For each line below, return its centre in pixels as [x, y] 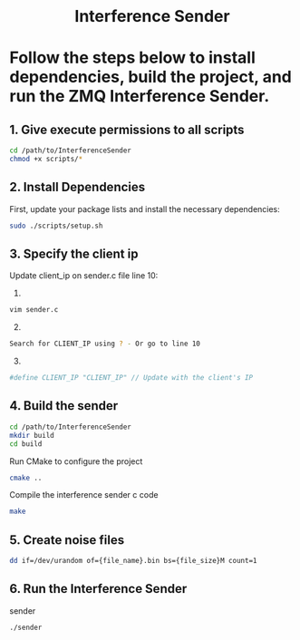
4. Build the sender [64, 406]
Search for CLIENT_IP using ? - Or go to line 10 [105, 344]
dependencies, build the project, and [150, 77]
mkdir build [32, 435]
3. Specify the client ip [74, 254]
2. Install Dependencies [77, 187]
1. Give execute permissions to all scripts [127, 129]
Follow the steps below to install [133, 58]
